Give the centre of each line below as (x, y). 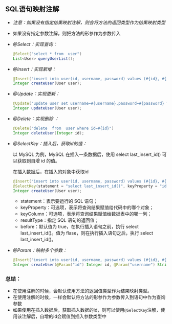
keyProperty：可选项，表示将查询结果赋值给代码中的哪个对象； (87, 207)
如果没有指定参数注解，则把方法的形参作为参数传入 (67, 33)
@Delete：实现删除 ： (36, 119)
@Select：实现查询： (35, 44)
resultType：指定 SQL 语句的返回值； (60, 220)
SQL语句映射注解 (32, 9)
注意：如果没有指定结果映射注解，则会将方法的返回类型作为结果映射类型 (89, 22)
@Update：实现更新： (36, 94)
